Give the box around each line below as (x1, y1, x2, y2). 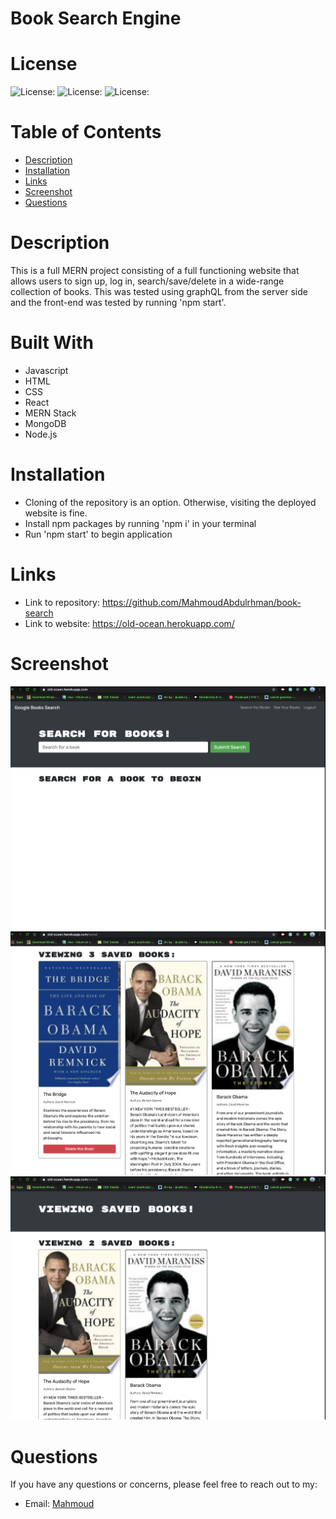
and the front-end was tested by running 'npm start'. (10, 297, 227, 308)
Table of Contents (10, 121, 162, 144)
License (10, 53, 78, 76)
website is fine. (24, 507, 88, 519)
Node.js (24, 428, 58, 440)
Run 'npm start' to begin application (24, 528, 173, 540)
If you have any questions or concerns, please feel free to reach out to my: (10, 1478, 318, 1491)
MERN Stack (24, 407, 77, 419)
